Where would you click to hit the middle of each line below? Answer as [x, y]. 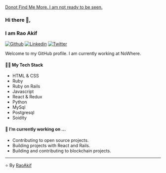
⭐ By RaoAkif [19, 165]
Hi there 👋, [18, 20]
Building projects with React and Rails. [51, 145]
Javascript [23, 91]
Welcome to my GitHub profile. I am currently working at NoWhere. [73, 53]
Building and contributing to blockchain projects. [62, 151]
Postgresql [23, 113]
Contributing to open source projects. [50, 140]
